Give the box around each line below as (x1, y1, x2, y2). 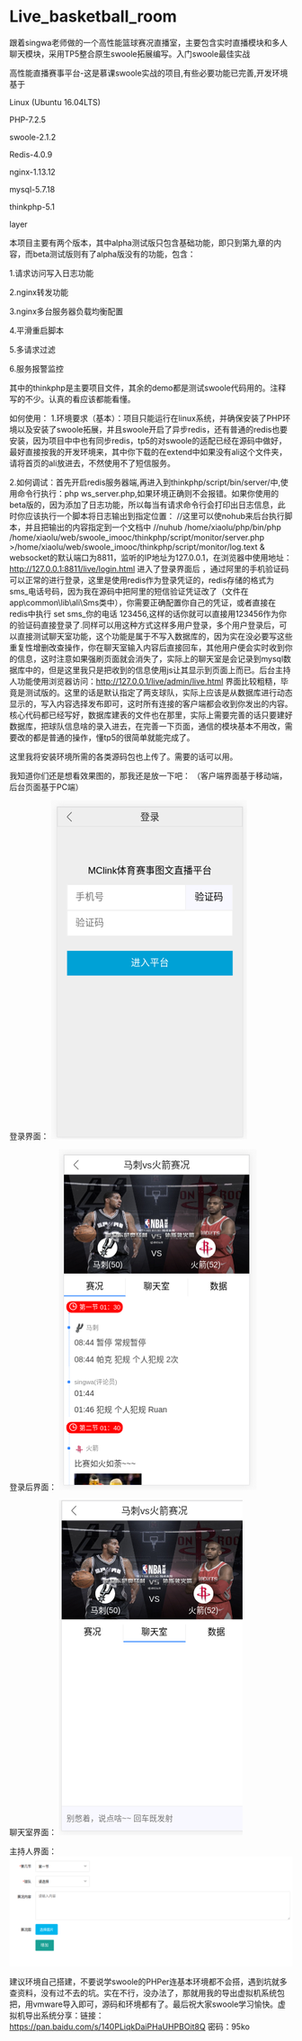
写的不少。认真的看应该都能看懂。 (9, 393, 136, 404)
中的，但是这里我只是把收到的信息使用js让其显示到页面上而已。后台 (24, 664, 276, 676)
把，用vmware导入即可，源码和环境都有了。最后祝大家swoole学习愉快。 (9, 1999, 279, 2010)
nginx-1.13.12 (9, 166, 56, 177)
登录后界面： (9, 1482, 57, 1492)
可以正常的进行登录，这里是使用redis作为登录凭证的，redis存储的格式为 (9, 574, 275, 586)
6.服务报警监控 (9, 363, 65, 374)
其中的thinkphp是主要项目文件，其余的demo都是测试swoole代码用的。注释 (9, 382, 286, 393)
